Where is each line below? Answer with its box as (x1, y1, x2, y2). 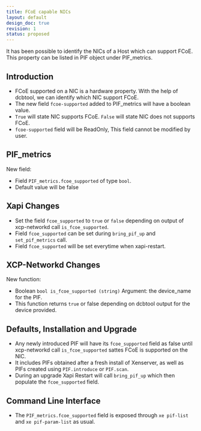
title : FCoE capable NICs (6, 8, 71, 15)
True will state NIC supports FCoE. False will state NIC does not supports (14, 112, 195, 120)
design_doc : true (6, 20, 50, 26)
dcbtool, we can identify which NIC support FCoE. (14, 94, 139, 101)
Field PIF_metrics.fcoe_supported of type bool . (14, 177, 132, 184)
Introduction (6, 72, 54, 82)
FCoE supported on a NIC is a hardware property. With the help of (14, 87, 178, 94)
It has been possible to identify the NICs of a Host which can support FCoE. (6, 47, 193, 55)
